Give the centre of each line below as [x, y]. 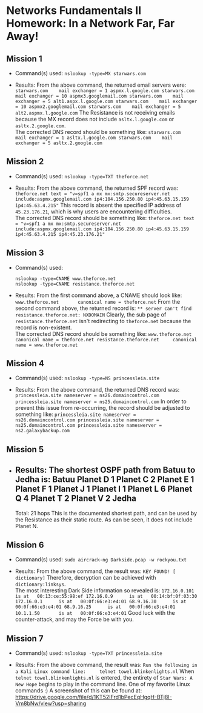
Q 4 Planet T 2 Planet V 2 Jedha [76, 499]
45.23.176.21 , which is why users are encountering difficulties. [93, 211]
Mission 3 [25, 253]
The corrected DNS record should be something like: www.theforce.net [103, 333]
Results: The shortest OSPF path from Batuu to [105, 470]
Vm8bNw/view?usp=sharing [51, 703]
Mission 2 [25, 162]
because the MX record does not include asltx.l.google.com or [95, 119]
